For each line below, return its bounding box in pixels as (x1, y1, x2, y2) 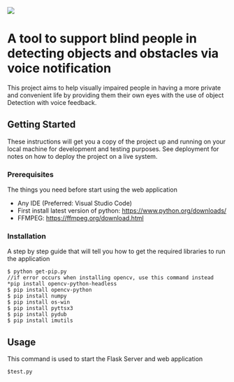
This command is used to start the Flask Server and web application (7, 355, 203, 363)
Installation (7, 231, 47, 241)
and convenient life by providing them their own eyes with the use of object (7, 91, 224, 99)
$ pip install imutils (7, 317, 73, 325)
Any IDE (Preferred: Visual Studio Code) (17, 199, 133, 208)
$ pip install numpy (7, 292, 68, 300)
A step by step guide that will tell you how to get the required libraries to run (7, 247, 226, 255)
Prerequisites (7, 169, 54, 179)
